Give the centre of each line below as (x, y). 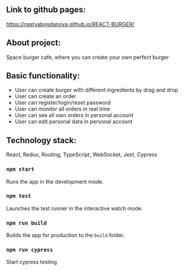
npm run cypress (30, 250)
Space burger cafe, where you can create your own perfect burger (88, 57)
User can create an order (45, 96)
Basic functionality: (43, 76)
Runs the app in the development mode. (55, 181)
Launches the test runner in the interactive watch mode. (75, 208)
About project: (34, 43)
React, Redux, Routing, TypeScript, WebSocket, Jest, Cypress (82, 155)
